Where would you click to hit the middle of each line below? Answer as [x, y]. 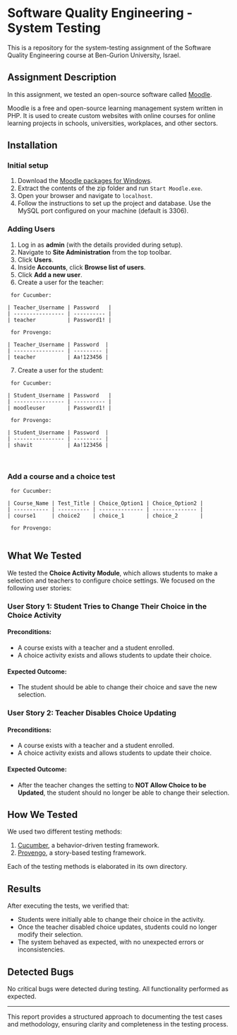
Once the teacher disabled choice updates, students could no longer [117, 927]
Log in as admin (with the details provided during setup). [100, 245]
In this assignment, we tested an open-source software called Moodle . [110, 94]
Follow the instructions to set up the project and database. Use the [114, 204]
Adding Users [31, 229]
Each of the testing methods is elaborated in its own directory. [97, 867]
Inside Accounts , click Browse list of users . [81, 267]
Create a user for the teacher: [61, 282]
